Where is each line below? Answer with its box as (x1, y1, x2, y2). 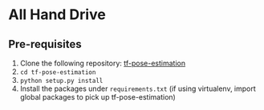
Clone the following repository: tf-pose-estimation (19, 58, 186, 68)
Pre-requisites (8, 37, 82, 51)
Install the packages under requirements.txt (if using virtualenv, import (19, 84, 257, 93)
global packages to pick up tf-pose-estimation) (19, 92, 177, 101)
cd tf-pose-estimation (19, 69, 96, 77)
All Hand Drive (8, 6, 106, 24)
